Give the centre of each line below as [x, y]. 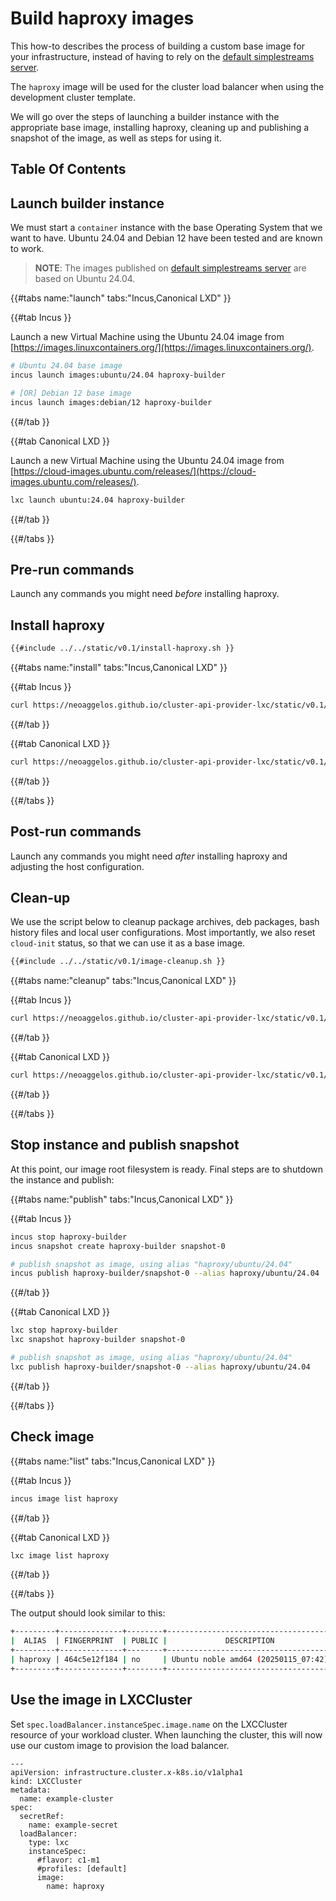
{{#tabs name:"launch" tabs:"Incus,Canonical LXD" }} [121, 298]
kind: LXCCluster [46, 1781]
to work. [27, 249]
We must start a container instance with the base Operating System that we [166, 228]
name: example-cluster [66, 1798]
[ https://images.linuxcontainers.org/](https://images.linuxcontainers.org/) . [162, 348]
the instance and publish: [62, 1179]
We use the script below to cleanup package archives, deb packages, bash [165, 922]
